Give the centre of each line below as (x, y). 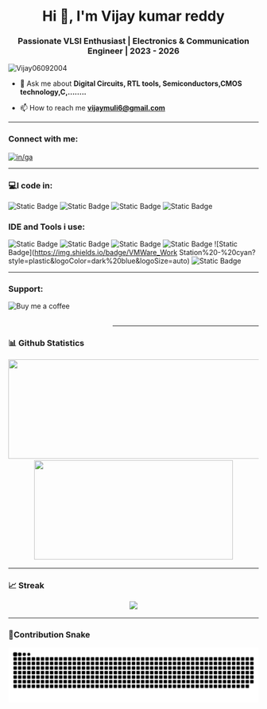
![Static (226, 244)
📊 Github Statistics (46, 343)
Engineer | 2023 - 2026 (133, 51)
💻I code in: (31, 186)
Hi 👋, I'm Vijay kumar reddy (133, 16)
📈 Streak (27, 585)
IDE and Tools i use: (47, 227)
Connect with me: (43, 139)
